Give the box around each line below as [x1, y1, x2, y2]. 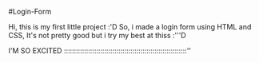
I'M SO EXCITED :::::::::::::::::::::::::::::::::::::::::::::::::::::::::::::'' [8, 46, 192, 55]
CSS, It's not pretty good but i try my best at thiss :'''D [8, 31, 186, 40]
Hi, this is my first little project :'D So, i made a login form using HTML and [8, 22, 252, 31]
